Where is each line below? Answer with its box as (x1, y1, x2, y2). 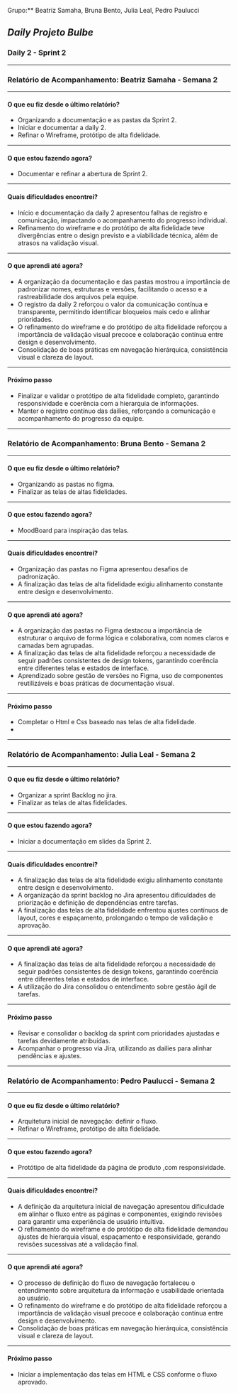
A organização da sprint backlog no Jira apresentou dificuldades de (17, 891, 216, 900)
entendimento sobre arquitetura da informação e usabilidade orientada (17, 1286, 225, 1294)
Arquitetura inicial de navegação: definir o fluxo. (17, 1117, 158, 1126)
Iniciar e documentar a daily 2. (17, 124, 106, 132)
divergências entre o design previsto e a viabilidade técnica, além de (17, 231, 218, 240)
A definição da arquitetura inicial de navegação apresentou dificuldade (17, 1202, 225, 1210)
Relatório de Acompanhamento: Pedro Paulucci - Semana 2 (7, 1076, 215, 1086)
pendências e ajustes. (17, 1051, 82, 1060)
